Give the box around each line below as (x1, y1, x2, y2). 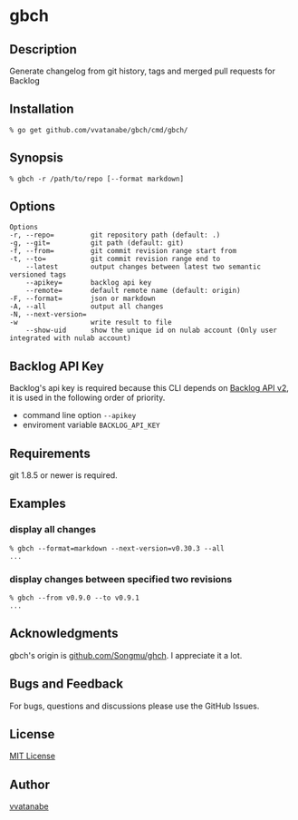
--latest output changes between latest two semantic (25, 262, 261, 272)
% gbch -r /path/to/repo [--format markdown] (9, 174, 184, 183)
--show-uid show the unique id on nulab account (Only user (25, 326, 278, 336)
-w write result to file (9, 318, 172, 327)
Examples (9, 496, 66, 512)
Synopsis (9, 151, 63, 166)
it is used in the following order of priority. (9, 392, 166, 404)
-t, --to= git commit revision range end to (9, 255, 221, 264)
